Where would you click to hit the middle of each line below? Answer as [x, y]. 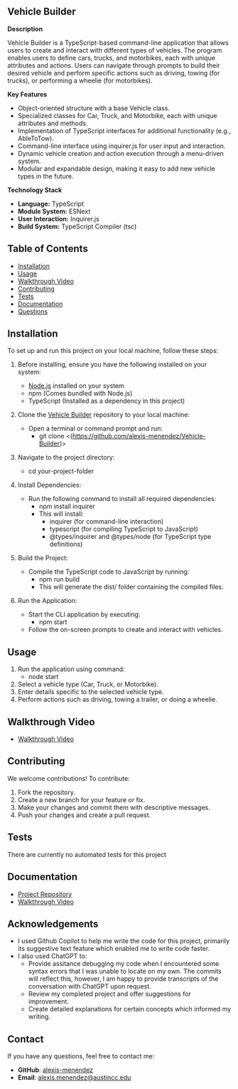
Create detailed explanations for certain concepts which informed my [130, 1009]
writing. [39, 1016]
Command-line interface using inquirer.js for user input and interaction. [121, 146]
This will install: [61, 514]
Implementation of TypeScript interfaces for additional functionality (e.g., [124, 130]
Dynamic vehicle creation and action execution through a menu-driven [120, 153]
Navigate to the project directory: [66, 458]
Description [25, 28]
